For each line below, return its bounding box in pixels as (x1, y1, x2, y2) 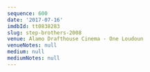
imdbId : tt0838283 (7, 23, 60, 29)
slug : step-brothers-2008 (7, 29, 82, 36)
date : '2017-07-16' (7, 16, 64, 23)
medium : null (7, 49, 45, 56)
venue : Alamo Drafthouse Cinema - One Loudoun (7, 36, 144, 43)
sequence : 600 (7, 10, 48, 17)
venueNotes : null (7, 42, 57, 49)
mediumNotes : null (7, 55, 60, 62)
